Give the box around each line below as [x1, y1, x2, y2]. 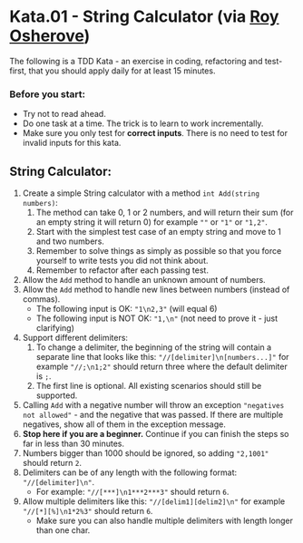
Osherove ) [9, 25, 91, 46]
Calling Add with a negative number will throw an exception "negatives [22, 400, 285, 411]
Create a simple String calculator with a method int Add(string [22, 188, 260, 199]
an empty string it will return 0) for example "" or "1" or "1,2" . [35, 217, 268, 228]
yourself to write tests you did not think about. [35, 256, 209, 267]
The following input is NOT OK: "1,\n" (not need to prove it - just [35, 313, 279, 324]
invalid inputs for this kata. [22, 138, 122, 149]
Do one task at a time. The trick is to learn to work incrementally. [22, 118, 264, 129]
